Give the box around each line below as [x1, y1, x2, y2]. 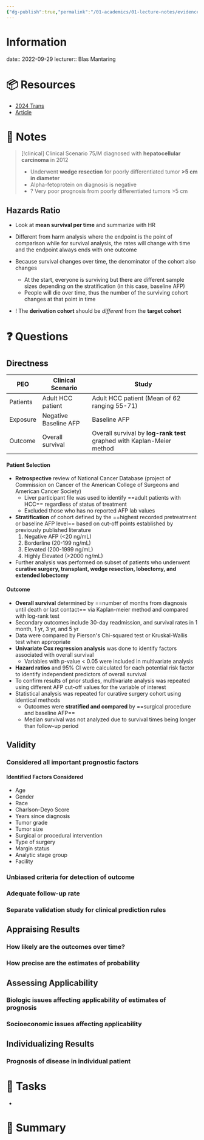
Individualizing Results [6, 1038, 95, 1049]
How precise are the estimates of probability [6, 959, 140, 968]
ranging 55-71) [92, 402, 138, 410]
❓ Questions [6, 330, 69, 344]
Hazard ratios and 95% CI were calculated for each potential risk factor [15, 664, 195, 671]
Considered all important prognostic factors [6, 758, 138, 766]
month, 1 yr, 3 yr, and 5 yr [15, 625, 79, 632]
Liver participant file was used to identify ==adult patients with [24, 494, 181, 502]
